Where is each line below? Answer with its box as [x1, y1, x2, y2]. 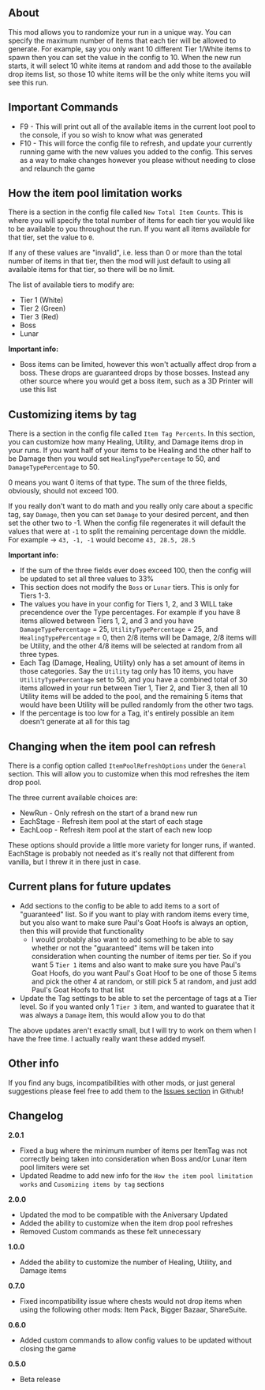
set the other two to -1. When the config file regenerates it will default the [8, 518, 246, 528]
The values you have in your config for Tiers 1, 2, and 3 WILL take [19, 599, 233, 609]
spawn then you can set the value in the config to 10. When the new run [8, 52, 241, 62]
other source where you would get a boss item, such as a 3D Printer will [19, 376, 254, 386]
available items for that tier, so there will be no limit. [8, 265, 175, 274]
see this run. [8, 77, 49, 87]
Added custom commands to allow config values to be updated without [19, 1335, 252, 1345]
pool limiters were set [19, 1162, 90, 1172]
